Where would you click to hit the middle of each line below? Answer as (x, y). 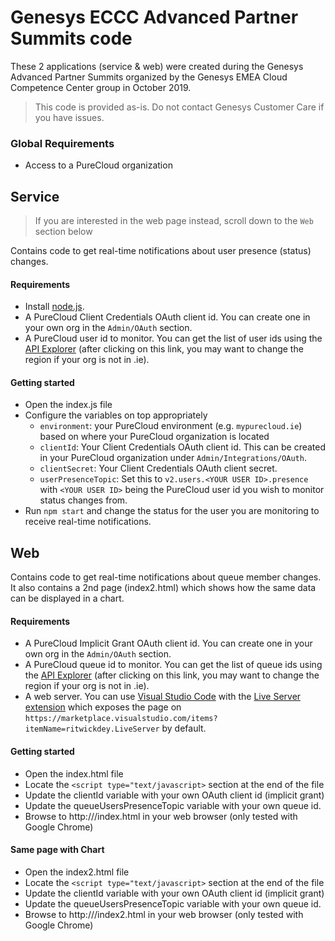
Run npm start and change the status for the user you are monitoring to (172, 511)
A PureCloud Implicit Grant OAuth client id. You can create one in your (168, 643)
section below (63, 232)
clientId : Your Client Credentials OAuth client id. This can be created (183, 447)
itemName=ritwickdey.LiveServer (92, 729)
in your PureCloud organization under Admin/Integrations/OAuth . (173, 458)
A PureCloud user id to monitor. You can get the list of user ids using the (173, 338)
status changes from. (83, 500)
